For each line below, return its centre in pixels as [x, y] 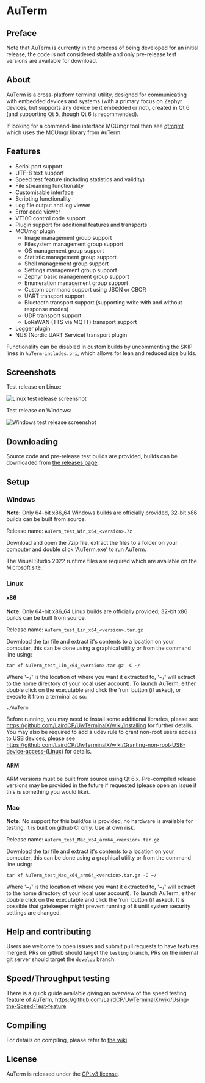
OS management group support [64, 250]
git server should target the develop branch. [61, 959]
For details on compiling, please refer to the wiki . [68, 1040]
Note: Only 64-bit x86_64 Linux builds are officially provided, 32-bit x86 [97, 611]
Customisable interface [45, 192]
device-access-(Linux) [35, 752]
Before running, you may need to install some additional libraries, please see [102, 719]
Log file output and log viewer [53, 205]
